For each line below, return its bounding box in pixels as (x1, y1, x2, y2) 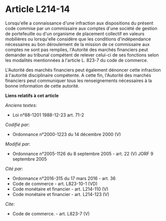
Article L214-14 (5, 3, 70, 15)
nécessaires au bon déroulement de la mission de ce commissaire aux (5, 41, 150, 47)
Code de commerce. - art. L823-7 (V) (12, 210, 90, 216)
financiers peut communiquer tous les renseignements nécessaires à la (5, 77, 152, 83)
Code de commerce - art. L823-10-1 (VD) (12, 180, 98, 186)
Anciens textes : (5, 102, 37, 108)
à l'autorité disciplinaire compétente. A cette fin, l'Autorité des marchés (5, 72, 151, 78)
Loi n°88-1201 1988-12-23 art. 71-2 (12, 111, 84, 118)
